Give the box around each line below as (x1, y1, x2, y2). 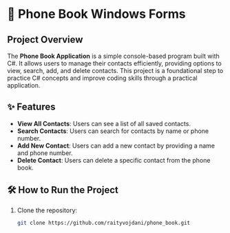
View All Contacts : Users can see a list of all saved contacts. (17, 119, 191, 128)
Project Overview (7, 34, 83, 45)
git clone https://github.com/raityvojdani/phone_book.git (17, 219, 191, 226)
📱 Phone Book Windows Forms (7, 6, 186, 22)
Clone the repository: (17, 206, 78, 214)
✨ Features (7, 101, 56, 113)
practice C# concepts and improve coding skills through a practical (7, 74, 198, 82)
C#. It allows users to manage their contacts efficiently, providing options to (7, 59, 222, 68)
